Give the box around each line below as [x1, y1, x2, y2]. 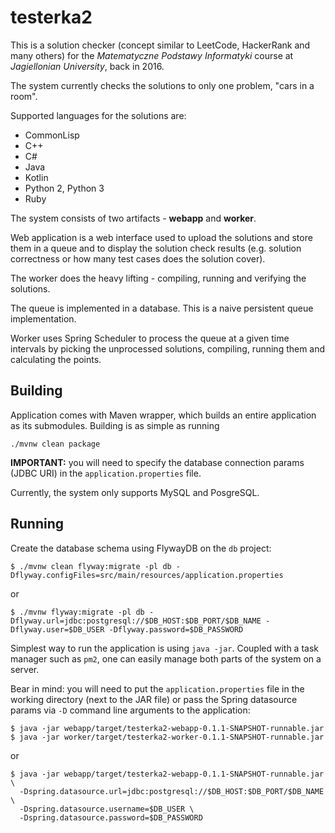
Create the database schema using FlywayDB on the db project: [10, 542, 272, 554]
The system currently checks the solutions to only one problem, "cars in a [10, 79, 315, 91]
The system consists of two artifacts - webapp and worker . [10, 212, 257, 224]
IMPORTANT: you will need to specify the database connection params [10, 456, 305, 468]
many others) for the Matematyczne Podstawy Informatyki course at [10, 49, 294, 61]
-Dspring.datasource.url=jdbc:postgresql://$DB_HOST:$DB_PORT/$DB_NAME [19, 786, 325, 796]
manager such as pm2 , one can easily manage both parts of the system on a [10, 652, 322, 665]
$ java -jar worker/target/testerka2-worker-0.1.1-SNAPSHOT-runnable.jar [10, 732, 325, 742]
